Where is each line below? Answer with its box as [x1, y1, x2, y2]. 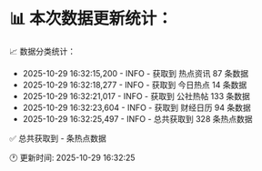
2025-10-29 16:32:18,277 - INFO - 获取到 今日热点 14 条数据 [22, 79, 247, 90]
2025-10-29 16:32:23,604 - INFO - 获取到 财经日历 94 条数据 [22, 102, 252, 113]
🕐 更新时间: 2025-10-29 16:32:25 [9, 152, 136, 163]
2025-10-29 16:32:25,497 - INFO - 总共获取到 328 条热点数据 [22, 113, 253, 124]
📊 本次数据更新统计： [9, 8, 173, 29]
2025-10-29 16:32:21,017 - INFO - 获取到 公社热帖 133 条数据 [22, 90, 250, 101]
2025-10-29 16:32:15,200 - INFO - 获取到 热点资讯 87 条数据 [22, 67, 248, 78]
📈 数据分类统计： [9, 45, 76, 56]
